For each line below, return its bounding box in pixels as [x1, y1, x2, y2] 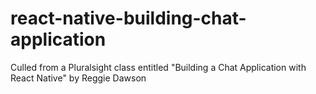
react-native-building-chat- [10, 7, 247, 30]
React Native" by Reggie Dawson [10, 72, 147, 84]
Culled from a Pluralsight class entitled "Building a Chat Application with [10, 61, 307, 73]
